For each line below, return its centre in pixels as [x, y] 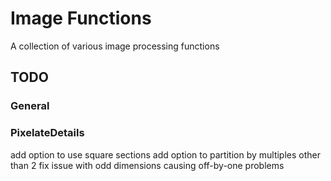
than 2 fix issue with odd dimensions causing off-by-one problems [147, 165]
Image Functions [81, 18]
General [30, 106]
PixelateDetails [47, 133]
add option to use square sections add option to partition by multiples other [165, 154]
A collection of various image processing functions [115, 46]
